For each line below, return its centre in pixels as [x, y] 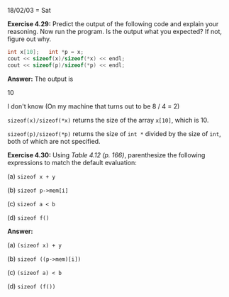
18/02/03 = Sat [29, 10]
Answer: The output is [40, 79]
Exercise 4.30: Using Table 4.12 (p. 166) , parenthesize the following [106, 155]
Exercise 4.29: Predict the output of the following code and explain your [113, 24]
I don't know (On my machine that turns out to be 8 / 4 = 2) [94, 106]
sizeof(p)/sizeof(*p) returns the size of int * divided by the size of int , [114, 133]
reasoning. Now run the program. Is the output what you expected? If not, [114, 32]
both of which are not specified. [54, 141]
